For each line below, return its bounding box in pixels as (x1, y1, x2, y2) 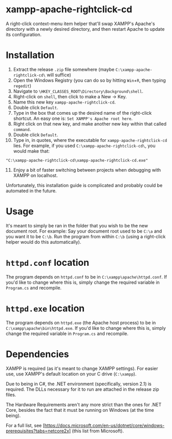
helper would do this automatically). (6, 239, 81, 245)
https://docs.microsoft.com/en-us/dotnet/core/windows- (44, 422, 165, 428)
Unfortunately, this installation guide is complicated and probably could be (6, 182, 163, 188)
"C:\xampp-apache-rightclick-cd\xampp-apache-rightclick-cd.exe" (6, 158, 148, 163)
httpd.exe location (6, 302, 85, 314)
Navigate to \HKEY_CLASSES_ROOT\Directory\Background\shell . (13, 88, 144, 94)
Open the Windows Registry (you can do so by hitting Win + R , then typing (13, 77, 166, 83)
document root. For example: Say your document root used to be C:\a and (6, 228, 162, 234)
